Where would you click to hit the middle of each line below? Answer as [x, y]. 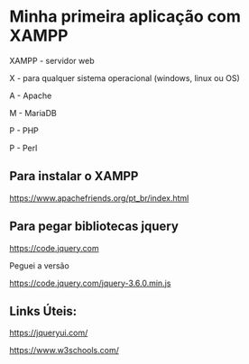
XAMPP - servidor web [52, 60]
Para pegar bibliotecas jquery [94, 227]
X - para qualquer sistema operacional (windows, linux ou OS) [125, 77]
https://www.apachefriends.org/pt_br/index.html [99, 198]
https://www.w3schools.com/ [64, 350]
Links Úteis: [43, 311]
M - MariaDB [33, 113]
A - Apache [31, 96]
